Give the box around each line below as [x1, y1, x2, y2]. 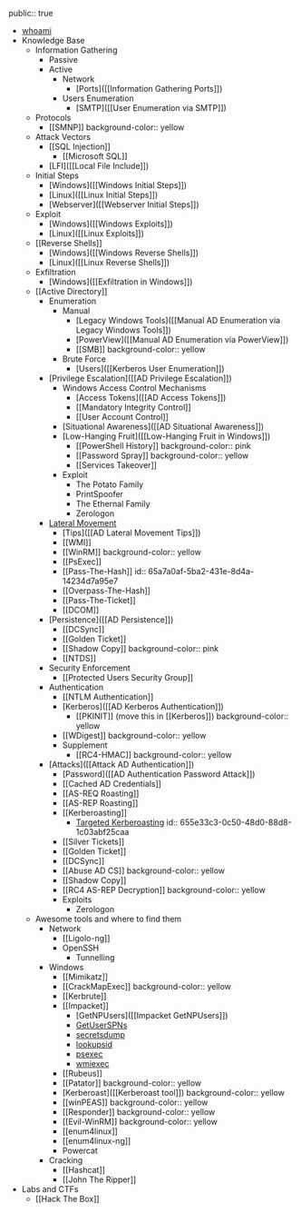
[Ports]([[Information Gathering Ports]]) [75, 84, 223, 94]
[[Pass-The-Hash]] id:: [62, 566, 147, 576]
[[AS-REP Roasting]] [62, 798, 139, 808]
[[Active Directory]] [34, 286, 108, 296]
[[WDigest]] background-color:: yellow [62, 731, 207, 741]
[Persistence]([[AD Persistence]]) [48, 614, 174, 625]
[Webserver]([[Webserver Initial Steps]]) [48, 199, 200, 210]
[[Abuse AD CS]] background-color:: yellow [62, 865, 226, 876]
